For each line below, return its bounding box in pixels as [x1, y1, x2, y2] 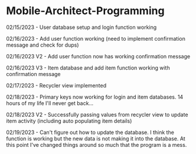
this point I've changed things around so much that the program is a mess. [6, 141, 187, 148]
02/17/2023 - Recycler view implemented [6, 81, 107, 89]
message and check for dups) [6, 41, 79, 48]
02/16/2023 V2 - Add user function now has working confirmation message [6, 53, 191, 60]
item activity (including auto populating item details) [6, 117, 132, 124]
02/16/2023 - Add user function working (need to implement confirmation [6, 35, 186, 42]
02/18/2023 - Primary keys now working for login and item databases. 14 [6, 93, 184, 100]
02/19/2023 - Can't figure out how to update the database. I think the [6, 129, 174, 136]
